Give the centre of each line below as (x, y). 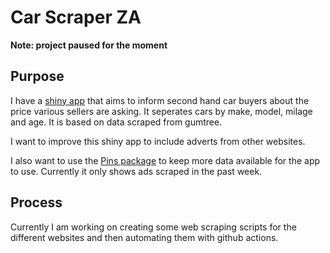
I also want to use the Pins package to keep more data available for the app (165, 160)
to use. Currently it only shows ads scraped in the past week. (136, 171)
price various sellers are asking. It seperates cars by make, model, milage (161, 111)
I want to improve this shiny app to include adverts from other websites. (158, 141)
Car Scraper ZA (76, 17)
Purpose (37, 76)
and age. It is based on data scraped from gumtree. (116, 122)
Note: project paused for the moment (89, 45)
